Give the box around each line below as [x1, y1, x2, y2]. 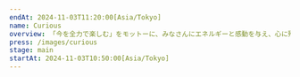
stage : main [9, 46, 54, 55]
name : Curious [9, 21, 62, 30]
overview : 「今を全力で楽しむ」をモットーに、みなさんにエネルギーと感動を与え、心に [9, 29, 288, 38]
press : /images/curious [9, 37, 98, 47]
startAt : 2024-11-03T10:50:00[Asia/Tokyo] [9, 54, 170, 63]
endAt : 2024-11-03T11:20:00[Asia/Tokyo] [9, 12, 162, 22]
